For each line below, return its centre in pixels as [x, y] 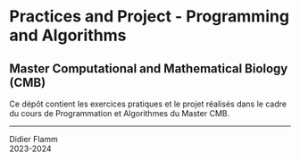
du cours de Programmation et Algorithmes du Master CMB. [120, 113]
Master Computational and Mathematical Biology [149, 68]
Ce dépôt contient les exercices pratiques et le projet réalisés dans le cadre [148, 104]
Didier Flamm [33, 139]
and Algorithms [68, 35]
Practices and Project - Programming [150, 17]
